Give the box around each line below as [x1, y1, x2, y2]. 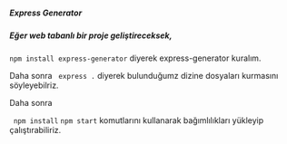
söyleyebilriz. [9, 80, 59, 91]
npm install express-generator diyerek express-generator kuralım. [9, 53, 262, 63]
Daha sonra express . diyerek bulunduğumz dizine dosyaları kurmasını [9, 71, 279, 82]
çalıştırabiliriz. [9, 125, 62, 136]
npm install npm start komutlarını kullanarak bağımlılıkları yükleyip [13, 115, 264, 126]
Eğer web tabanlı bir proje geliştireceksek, [9, 30, 173, 41]
